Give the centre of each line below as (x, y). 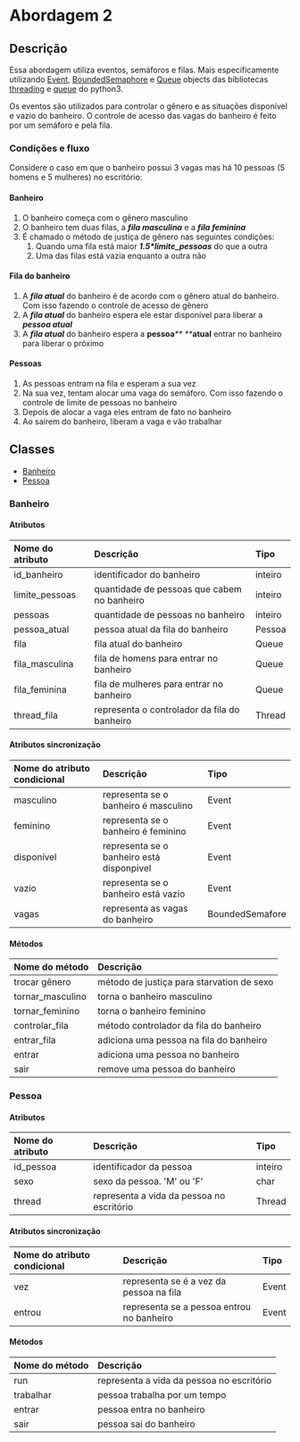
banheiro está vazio (144, 894)
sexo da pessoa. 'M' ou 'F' (148, 1181)
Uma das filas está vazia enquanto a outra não (121, 255)
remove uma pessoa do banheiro (167, 1070)
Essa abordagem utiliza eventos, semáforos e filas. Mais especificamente (144, 70)
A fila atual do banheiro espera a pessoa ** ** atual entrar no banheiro (152, 333)
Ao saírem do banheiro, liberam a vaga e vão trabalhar (122, 421)
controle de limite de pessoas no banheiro (100, 402)
